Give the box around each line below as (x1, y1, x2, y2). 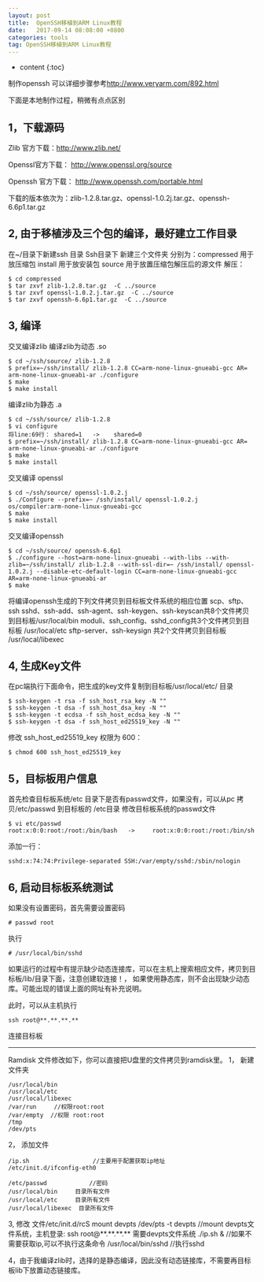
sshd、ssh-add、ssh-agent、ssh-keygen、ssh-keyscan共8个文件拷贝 (20, 606, 250, 615)
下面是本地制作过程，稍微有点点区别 (8, 95, 126, 105)
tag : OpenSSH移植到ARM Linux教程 (8, 41, 112, 49)
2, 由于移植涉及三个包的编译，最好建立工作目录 (8, 227, 237, 240)
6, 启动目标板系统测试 (8, 880, 114, 894)
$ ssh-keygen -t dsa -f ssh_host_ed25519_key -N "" (8, 718, 181, 726)
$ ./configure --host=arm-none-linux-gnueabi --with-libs (8, 553, 202, 562)
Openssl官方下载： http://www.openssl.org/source (8, 159, 173, 169)
